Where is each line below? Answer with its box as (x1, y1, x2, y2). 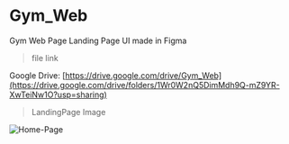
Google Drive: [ (9, 69, 66, 81)
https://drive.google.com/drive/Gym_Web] (65, 69, 222, 81)
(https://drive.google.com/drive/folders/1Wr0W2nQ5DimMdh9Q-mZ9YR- (9, 79, 281, 90)
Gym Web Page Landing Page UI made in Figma (9, 35, 187, 46)
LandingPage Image (31, 106, 106, 117)
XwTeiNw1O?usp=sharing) (9, 89, 108, 100)
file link (31, 52, 59, 63)
